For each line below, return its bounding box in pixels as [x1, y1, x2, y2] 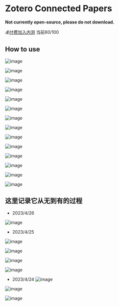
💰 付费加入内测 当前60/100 [5, 29, 59, 35]
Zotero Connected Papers [5, 3, 113, 14]
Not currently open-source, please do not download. [5, 19, 115, 25]
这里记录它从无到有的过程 [5, 197, 82, 205]
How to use [5, 45, 40, 54]
